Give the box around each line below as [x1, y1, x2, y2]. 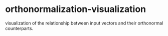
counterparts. [5, 25, 34, 31]
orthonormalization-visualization [5, 3, 146, 15]
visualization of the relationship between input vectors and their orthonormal [5, 20, 163, 26]
